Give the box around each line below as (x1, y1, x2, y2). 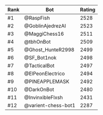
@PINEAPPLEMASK (24, 78, 69, 85)
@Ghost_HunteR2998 (24, 46, 74, 53)
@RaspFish (24, 15, 50, 21)
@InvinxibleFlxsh (24, 94, 63, 101)
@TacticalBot (24, 62, 55, 69)
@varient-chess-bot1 (24, 102, 75, 109)
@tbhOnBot (24, 39, 51, 45)
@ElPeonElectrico (24, 70, 65, 77)
